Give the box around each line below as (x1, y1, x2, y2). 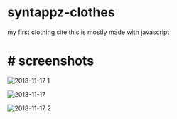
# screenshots (7, 53, 95, 69)
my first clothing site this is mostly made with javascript (7, 28, 170, 36)
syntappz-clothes (7, 4, 115, 21)
